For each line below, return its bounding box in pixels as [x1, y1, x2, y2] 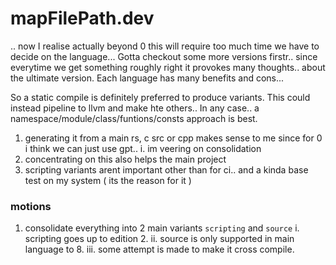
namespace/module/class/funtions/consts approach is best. [10, 112, 258, 124]
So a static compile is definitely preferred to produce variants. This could [10, 91, 311, 103]
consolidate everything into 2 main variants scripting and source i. [24, 222, 300, 234]
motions [10, 199, 52, 213]
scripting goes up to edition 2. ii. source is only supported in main [24, 233, 295, 245]
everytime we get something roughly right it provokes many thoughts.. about [10, 61, 326, 73]
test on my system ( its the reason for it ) [24, 174, 192, 186]
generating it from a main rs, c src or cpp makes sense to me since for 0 [24, 132, 323, 144]
